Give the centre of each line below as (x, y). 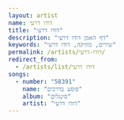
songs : (19, 74)
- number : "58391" (46, 81)
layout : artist (33, 15)
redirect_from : (33, 60)
